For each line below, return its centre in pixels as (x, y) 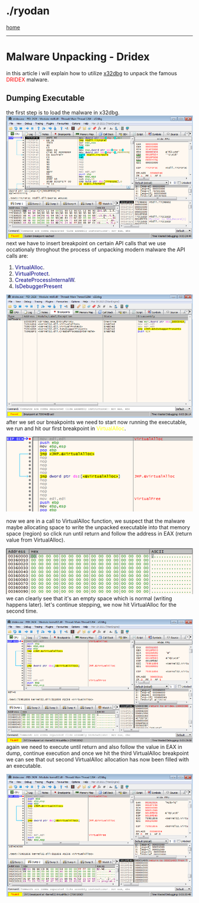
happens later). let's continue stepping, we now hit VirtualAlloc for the (91, 605)
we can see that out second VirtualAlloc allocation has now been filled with (98, 760)
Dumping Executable (45, 98)
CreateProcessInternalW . (45, 280)
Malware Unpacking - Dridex (78, 57)
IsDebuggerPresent (38, 286)
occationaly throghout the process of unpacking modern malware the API (96, 249)
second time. (22, 611)
